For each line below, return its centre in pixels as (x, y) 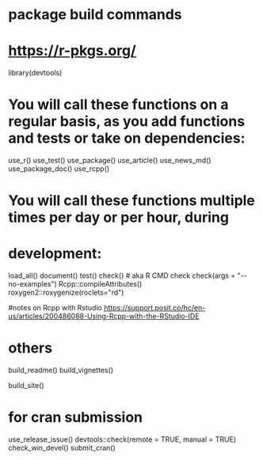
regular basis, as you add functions (127, 122)
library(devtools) (35, 73)
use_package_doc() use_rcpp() (59, 169)
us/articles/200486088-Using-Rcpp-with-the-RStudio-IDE (104, 316)
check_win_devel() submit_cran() (62, 448)
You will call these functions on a (118, 105)
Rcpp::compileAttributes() (100, 284)
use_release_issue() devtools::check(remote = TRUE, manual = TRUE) (122, 439)
